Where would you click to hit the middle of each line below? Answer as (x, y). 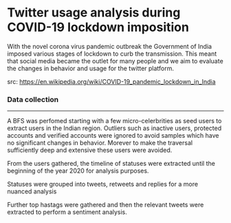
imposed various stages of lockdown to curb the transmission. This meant (112, 54)
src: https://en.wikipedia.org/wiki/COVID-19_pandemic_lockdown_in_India (111, 81)
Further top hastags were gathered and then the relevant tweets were (106, 205)
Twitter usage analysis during (94, 13)
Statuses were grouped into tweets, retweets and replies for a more (102, 184)
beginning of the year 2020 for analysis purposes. (78, 171)
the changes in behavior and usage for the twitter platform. (90, 68)
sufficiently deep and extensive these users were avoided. (90, 150)
